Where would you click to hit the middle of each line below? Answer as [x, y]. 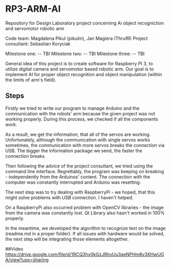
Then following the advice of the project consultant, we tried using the [79, 166]
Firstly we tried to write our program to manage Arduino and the [72, 108]
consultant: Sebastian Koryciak [38, 43]
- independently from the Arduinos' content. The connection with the [78, 177]
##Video [14, 249]
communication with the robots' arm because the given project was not [80, 113]
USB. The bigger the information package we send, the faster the [74, 151]
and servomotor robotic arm [35, 28]
